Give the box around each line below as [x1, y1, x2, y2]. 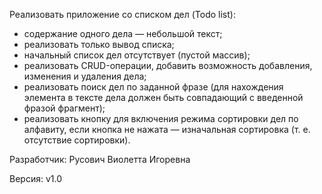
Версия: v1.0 [9, 173, 62, 184]
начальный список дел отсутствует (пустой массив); [23, 49, 251, 61]
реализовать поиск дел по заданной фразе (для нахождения [23, 81, 284, 93]
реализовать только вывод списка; [23, 39, 175, 50]
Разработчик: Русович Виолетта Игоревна [9, 154, 191, 165]
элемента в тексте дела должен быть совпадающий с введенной [23, 92, 304, 103]
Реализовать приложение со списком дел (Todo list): [9, 9, 236, 20]
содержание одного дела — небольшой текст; [23, 28, 223, 39]
